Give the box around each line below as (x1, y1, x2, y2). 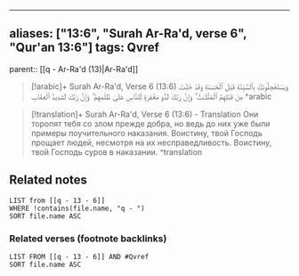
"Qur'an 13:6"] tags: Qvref (9, 40, 160, 55)
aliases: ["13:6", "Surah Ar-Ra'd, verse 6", (9, 26, 247, 41)
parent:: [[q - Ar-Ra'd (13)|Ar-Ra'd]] (9, 63, 139, 74)
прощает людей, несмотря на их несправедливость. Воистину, (30, 137, 272, 148)
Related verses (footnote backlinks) (9, 232, 167, 245)
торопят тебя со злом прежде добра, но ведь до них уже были (30, 118, 271, 129)
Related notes (9, 173, 87, 188)
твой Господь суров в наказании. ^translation (30, 146, 203, 157)
